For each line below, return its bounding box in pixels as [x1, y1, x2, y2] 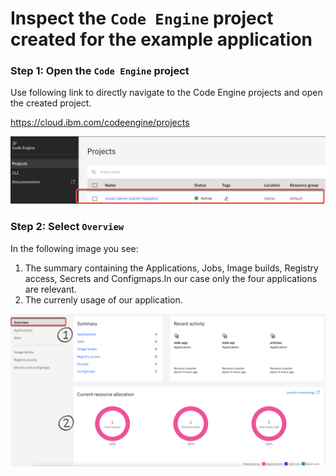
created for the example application [10, 28, 313, 51]
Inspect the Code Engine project [10, 7, 274, 30]
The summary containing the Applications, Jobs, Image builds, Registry [24, 262, 319, 274]
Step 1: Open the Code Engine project [10, 64, 190, 78]
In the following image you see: [10, 242, 139, 254]
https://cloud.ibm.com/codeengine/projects [10, 117, 190, 129]
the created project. [10, 97, 92, 109]
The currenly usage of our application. [24, 293, 183, 306]
